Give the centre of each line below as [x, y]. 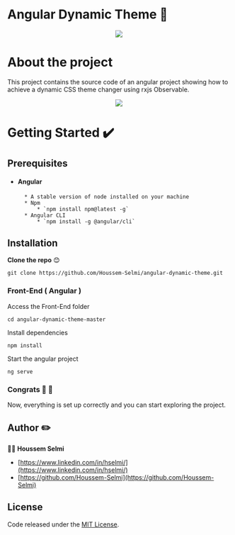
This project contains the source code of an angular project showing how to [118, 81]
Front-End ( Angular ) [45, 291]
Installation [33, 243]
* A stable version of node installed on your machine [107, 197]
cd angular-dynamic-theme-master [57, 319]
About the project [60, 62]
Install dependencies [38, 332]
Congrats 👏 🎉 [30, 389]
